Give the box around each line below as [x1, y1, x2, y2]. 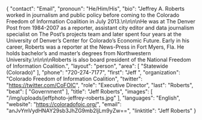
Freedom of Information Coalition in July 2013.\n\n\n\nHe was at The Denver [6, 18, 196, 25]
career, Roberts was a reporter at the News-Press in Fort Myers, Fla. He [6, 43, 185, 50]
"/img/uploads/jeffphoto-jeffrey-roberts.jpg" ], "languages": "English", [6, 94, 181, 101]
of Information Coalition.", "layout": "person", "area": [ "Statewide [6, 62, 169, 70]
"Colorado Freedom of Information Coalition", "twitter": [6, 75, 143, 82]
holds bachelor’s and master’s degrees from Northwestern [6, 50, 151, 56]
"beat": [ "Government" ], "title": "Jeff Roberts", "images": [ [6, 88, 153, 95]
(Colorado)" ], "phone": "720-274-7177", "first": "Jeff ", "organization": [6, 69, 181, 76]
